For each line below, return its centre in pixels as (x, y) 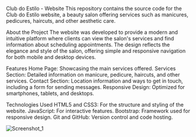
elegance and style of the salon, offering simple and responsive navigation (96, 51)
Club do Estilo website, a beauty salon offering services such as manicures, (97, 15)
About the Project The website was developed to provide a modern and (92, 32)
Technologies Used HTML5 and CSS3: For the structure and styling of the (95, 105)
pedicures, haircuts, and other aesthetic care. (61, 21)
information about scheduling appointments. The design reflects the (88, 44)
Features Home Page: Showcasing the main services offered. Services (91, 68)
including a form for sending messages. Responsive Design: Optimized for (96, 87)
